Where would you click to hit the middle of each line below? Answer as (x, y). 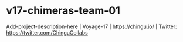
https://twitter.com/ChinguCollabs (47, 32)
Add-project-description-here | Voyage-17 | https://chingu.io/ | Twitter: (91, 26)
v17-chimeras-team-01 (63, 11)
